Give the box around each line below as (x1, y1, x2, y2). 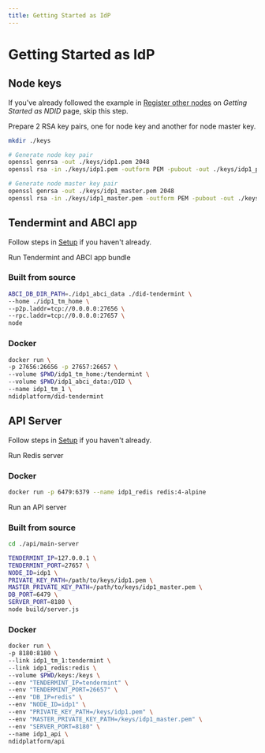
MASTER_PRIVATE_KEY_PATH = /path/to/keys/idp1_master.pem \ (8, 583, 203, 591)
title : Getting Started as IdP (8, 11, 111, 20)
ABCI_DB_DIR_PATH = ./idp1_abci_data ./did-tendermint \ (8, 289, 192, 298)
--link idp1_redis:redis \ (8, 664, 97, 672)
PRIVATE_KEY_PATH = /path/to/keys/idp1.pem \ (8, 576, 154, 584)
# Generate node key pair (8, 151, 93, 158)
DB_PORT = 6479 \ (8, 591, 58, 599)
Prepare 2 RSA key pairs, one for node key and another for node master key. (8, 121, 256, 131)
